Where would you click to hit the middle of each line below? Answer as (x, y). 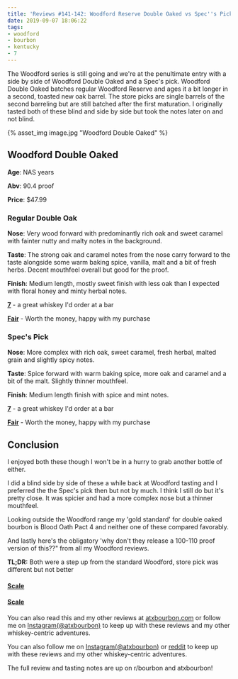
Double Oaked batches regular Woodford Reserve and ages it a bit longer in (118, 89)
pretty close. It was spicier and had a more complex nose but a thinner (110, 498)
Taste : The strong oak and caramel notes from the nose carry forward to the (119, 254)
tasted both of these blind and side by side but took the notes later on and (115, 111)
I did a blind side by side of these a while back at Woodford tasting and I (113, 483)
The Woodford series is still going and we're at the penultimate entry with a (117, 73)
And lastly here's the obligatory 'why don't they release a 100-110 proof (111, 541)
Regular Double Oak (42, 218)
